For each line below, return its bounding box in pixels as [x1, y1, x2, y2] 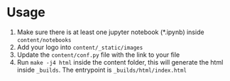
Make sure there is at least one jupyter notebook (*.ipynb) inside [16, 28, 204, 36]
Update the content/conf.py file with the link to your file [16, 50, 180, 59]
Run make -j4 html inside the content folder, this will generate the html [16, 58, 224, 66]
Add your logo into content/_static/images [16, 43, 143, 51]
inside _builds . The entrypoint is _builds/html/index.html [16, 65, 187, 74]
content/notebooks [16, 36, 72, 43]
